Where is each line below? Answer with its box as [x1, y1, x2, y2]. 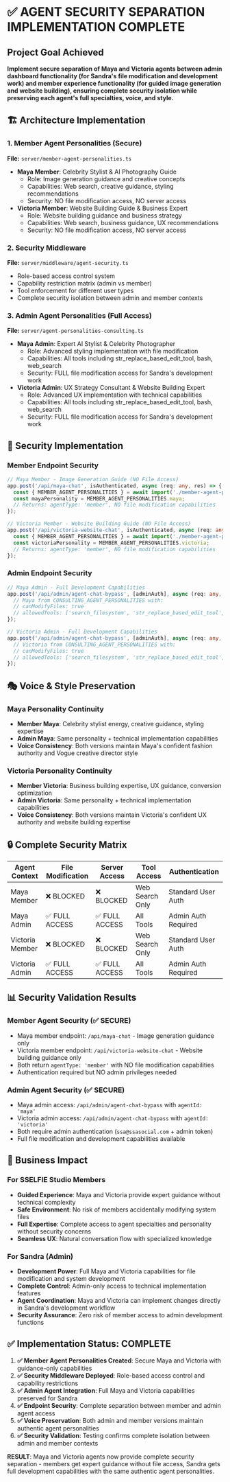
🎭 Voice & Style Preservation [7, 680, 136, 692]
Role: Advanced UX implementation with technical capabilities [27, 391, 203, 399]
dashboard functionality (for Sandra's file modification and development [7, 72, 218, 80]
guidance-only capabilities [16, 1364, 92, 1372]
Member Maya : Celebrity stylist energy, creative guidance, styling [16, 719, 204, 728]
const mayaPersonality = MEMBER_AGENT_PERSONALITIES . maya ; [13, 495, 186, 502]
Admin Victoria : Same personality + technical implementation [16, 796, 192, 804]
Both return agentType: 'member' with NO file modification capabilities [16, 1061, 214, 1069]
